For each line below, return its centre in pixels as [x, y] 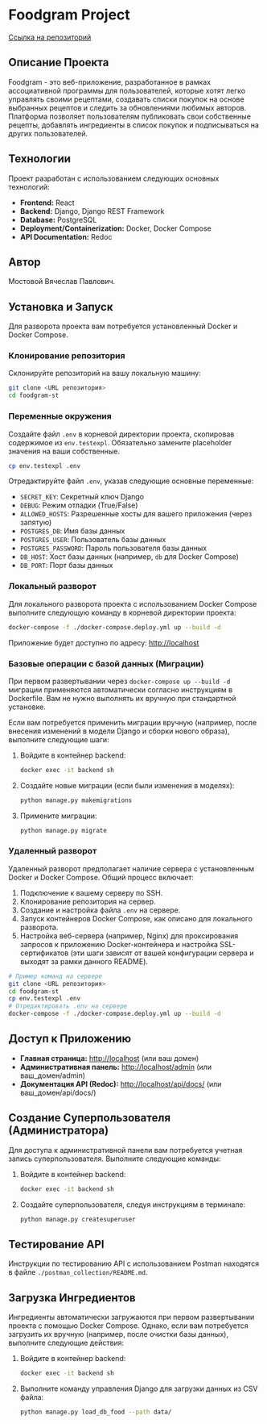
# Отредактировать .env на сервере [68, 1006]
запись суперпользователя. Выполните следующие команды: [115, 1159]
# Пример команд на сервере [55, 976]
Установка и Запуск [61, 307]
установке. [27, 707]
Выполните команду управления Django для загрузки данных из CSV [139, 1389]
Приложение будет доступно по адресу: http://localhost [104, 642]
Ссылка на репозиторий [50, 37]
